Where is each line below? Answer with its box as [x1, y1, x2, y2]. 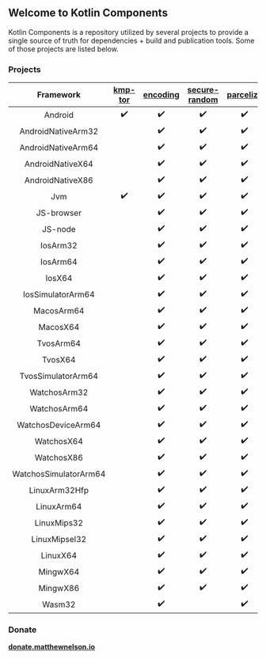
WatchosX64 [34, 435, 83, 446]
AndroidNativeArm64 [19, 142, 99, 153]
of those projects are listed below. [8, 44, 119, 54]
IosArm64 [40, 256, 78, 267]
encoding [142, 89, 180, 100]
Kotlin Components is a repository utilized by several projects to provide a [8, 27, 249, 36]
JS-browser [36, 207, 82, 218]
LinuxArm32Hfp [28, 484, 89, 495]
